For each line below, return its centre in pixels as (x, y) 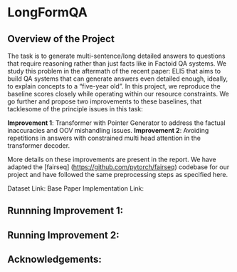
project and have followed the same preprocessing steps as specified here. (118, 175)
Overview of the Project (61, 39)
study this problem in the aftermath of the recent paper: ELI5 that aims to (114, 71)
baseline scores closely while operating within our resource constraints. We (118, 94)
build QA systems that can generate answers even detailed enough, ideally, (118, 79)
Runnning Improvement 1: (65, 211)
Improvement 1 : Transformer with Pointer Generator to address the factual (116, 123)
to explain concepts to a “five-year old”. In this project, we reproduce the (114, 86)
